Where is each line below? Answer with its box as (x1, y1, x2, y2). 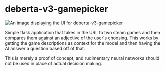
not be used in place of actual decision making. (5, 60, 102, 66)
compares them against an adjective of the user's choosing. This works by (5, 35, 159, 41)
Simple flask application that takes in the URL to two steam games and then (5, 29, 161, 35)
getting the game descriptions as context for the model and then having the (5, 40, 161, 46)
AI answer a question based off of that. (5, 45, 85, 51)
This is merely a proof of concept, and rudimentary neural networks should (5, 55, 160, 61)
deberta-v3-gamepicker (5, 3, 108, 15)
